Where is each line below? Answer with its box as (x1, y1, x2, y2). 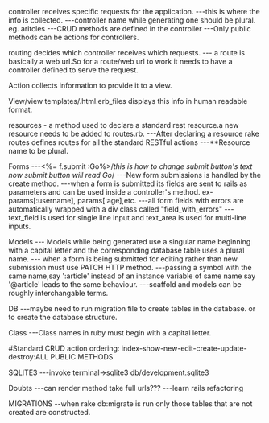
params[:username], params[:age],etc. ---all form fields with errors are (8, 196, 244, 205)
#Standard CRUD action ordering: (8, 343, 120, 353)
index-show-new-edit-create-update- (121, 343, 247, 353)
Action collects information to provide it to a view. (8, 80, 172, 90)
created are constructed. (8, 408, 91, 417)
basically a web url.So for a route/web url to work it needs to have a (8, 56, 233, 66)
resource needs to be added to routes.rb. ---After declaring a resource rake (8, 129, 260, 138)
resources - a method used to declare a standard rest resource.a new (8, 121, 239, 129)
